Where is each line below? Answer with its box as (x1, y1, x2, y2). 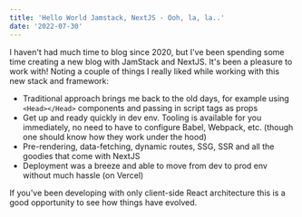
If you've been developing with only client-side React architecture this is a (9, 187, 286, 198)
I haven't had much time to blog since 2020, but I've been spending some (9, 46, 285, 57)
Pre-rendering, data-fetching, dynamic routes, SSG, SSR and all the (22, 141, 275, 152)
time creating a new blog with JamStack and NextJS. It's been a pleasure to (9, 56, 293, 67)
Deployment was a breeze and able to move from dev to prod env (22, 160, 268, 171)
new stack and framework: (9, 75, 110, 86)
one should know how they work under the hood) (22, 131, 207, 142)
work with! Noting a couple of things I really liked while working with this (9, 65, 279, 77)
